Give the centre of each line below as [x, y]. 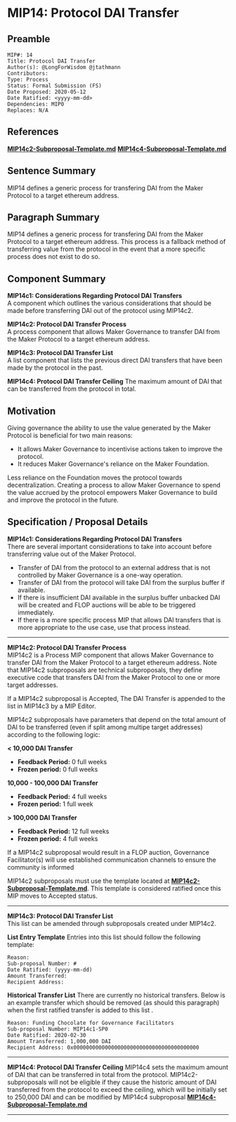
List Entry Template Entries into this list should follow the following [104, 937]
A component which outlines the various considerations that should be [110, 303]
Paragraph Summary [53, 218]
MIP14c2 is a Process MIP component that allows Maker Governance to [111, 654]
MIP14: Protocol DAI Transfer [93, 13]
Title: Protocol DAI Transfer [52, 61]
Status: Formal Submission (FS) [54, 86]
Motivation [32, 411]
